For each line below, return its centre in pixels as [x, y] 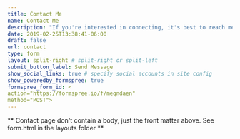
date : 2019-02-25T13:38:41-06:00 [57, 34]
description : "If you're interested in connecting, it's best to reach [116, 27]
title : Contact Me [35, 14]
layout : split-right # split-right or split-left [83, 61]
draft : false [27, 41]
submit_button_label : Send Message [60, 67]
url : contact [27, 47]
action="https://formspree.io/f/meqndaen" [71, 93]
